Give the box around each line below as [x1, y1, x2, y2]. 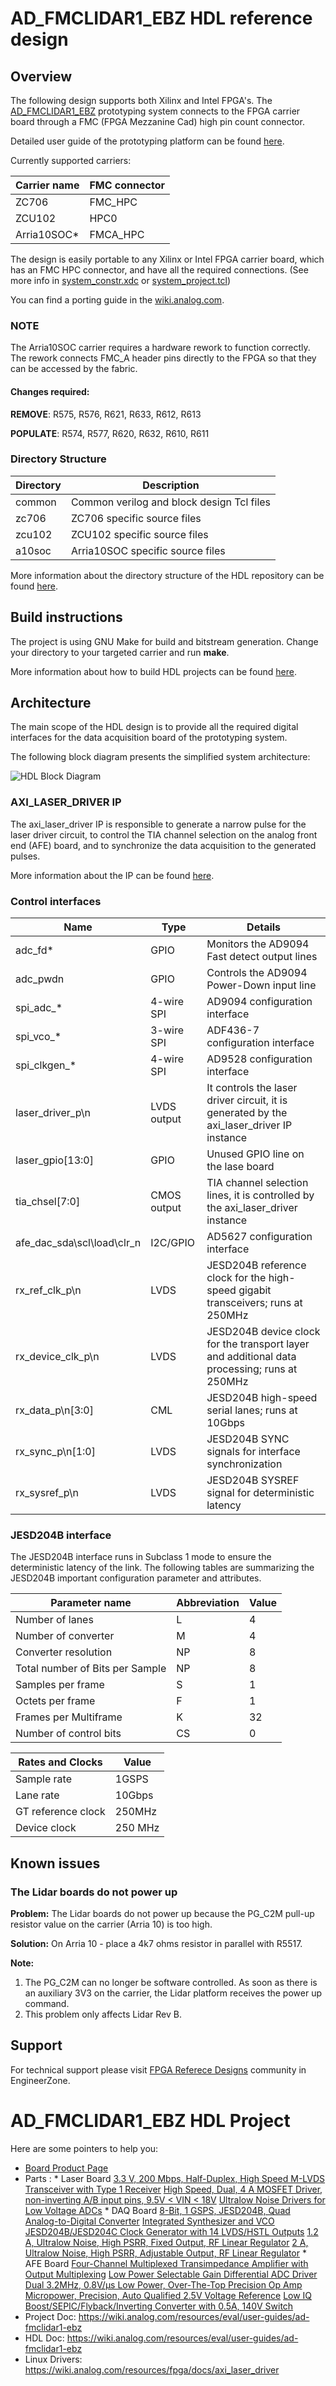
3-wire [150, 1023, 184, 1037]
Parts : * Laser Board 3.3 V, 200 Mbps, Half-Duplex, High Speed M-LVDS [24, 2172, 326, 2184]
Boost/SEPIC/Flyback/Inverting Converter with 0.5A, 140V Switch [24, 2300, 294, 2312]
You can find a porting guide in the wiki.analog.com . [10, 294, 225, 306]
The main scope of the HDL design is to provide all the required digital [10, 721, 299, 733]
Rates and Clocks [18, 1755, 103, 1769]
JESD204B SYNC [206, 1432, 290, 1446]
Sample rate [15, 1772, 72, 1786]
